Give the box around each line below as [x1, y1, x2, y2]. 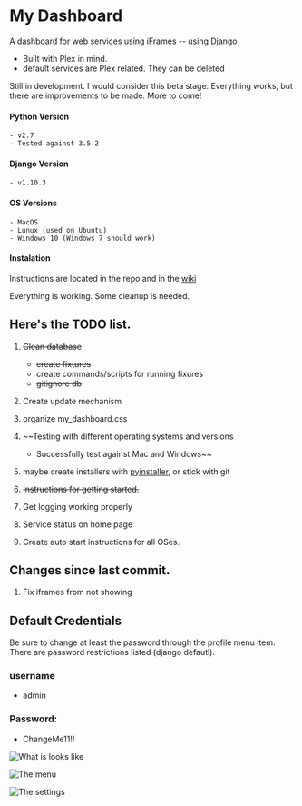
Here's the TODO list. [9, 317, 132, 333]
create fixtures [35, 358, 92, 369]
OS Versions [9, 197, 57, 208]
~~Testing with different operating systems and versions [22, 431, 234, 442]
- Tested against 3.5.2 [9, 139, 100, 148]
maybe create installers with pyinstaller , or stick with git [22, 465, 230, 477]
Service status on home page [22, 519, 133, 530]
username [9, 670, 56, 682]
